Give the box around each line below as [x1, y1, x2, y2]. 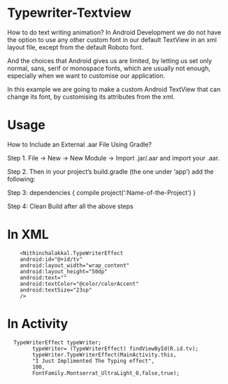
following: [7, 174, 36, 183]
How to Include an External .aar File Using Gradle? [7, 140, 152, 149]
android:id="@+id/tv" [20, 256, 83, 263]
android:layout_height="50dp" [20, 268, 108, 275]
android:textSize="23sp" [20, 286, 92, 294]
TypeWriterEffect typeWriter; [13, 338, 101, 346]
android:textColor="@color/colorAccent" [20, 280, 139, 287]
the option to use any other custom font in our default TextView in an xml [7, 35, 217, 43]
